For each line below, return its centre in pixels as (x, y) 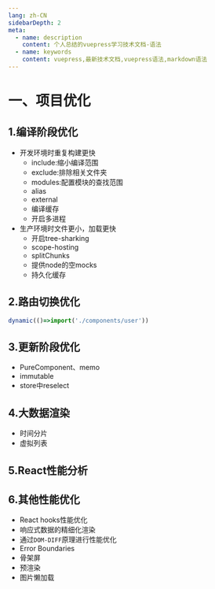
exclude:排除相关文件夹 (69, 172)
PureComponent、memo (60, 368)
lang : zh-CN (27, 15)
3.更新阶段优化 (44, 347)
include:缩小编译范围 (65, 162)
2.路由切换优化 (44, 302)
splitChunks (51, 255)
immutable (36, 376)
